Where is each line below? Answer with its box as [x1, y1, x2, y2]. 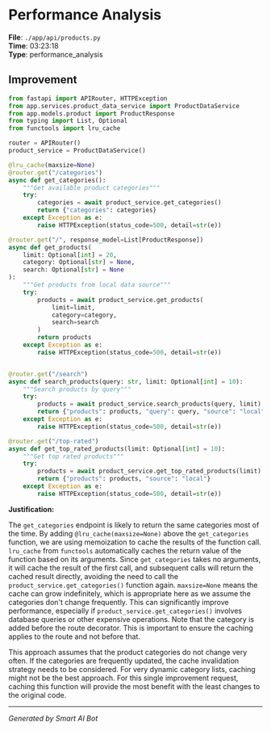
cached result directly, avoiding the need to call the [8, 571, 179, 581]
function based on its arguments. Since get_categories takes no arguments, [8, 554, 261, 564]
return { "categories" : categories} [37, 206, 157, 215]
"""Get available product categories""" [23, 183, 161, 191]
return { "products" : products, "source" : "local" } [37, 475, 211, 483]
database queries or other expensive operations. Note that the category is [8, 614, 255, 624]
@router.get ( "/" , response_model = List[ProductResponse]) [8, 236, 204, 244]
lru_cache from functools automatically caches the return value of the [8, 545, 242, 555]
